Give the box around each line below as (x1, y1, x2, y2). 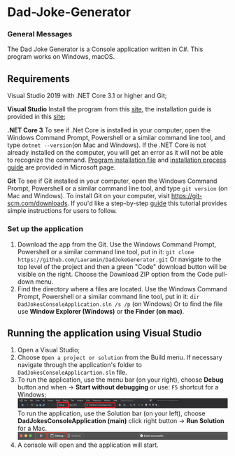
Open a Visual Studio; (17, 346, 80, 354)
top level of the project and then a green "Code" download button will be (17, 262, 227, 270)
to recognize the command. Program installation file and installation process (7, 156, 227, 165)
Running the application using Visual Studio (7, 327, 202, 339)
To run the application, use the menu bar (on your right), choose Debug (17, 375, 224, 384)
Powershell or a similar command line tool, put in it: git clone (17, 247, 194, 256)
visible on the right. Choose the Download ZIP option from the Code (17, 270, 213, 278)
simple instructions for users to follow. (7, 207, 117, 215)
